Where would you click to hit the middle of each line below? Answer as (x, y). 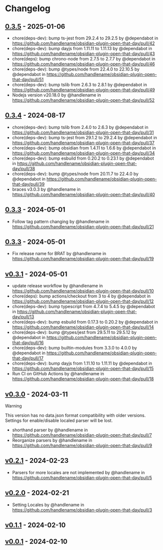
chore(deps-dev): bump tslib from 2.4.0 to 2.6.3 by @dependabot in (80, 127)
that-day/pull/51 (28, 79)
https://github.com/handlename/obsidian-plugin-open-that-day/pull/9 (82, 445)
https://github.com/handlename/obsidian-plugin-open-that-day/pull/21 (83, 226)
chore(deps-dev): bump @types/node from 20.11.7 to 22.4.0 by (75, 174)
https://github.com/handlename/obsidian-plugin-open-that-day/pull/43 (83, 54)
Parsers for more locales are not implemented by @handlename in (78, 472)
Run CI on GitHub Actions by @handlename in (58, 374)
